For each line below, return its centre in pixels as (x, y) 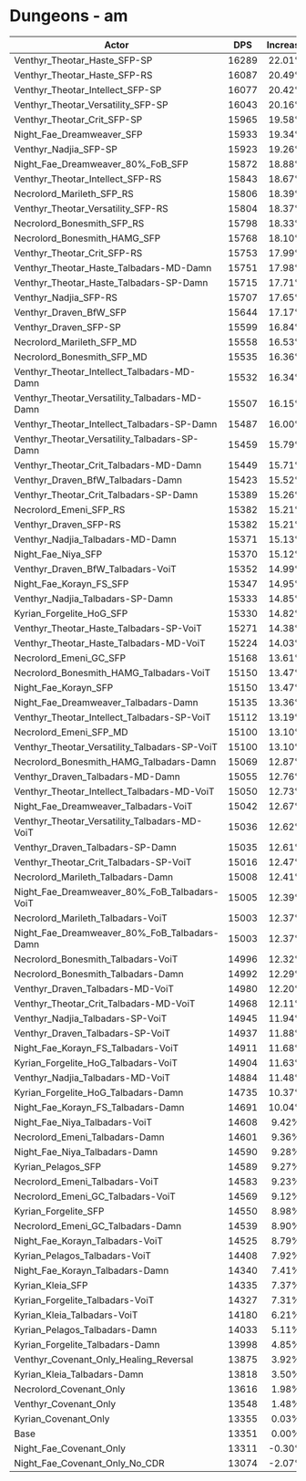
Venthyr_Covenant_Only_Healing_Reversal (104, 1359)
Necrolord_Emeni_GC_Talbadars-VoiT (95, 1196)
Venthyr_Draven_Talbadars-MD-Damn (97, 777)
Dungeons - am (69, 16)
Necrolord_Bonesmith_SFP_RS (79, 223)
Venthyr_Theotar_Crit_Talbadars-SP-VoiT (103, 861)
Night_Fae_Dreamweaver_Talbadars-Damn (106, 702)
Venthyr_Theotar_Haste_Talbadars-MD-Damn (113, 267)
